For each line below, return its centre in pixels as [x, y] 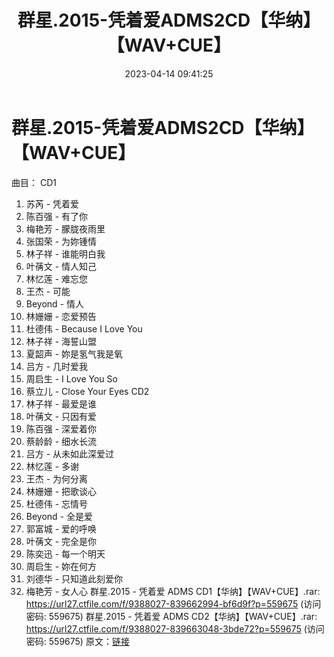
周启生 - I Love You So [71, 378]
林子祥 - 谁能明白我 [65, 253]
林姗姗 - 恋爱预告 [61, 316]
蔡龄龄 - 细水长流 [61, 441]
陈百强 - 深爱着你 [61, 428]
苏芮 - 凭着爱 [52, 203]
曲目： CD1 [34, 182]
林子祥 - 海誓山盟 [61, 341]
